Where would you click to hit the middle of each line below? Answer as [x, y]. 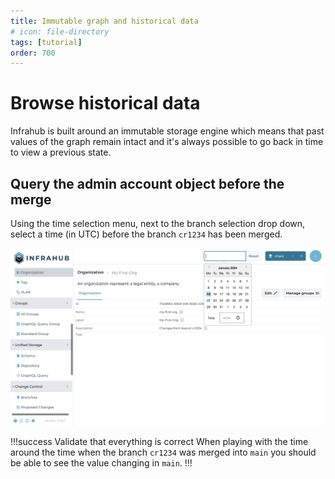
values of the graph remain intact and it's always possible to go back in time [167, 142]
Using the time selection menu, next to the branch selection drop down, [158, 223]
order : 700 [33, 53]
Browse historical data [105, 103]
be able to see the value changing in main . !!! [101, 462]
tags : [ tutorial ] [46, 42]
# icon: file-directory [60, 31]
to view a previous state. [61, 152]
